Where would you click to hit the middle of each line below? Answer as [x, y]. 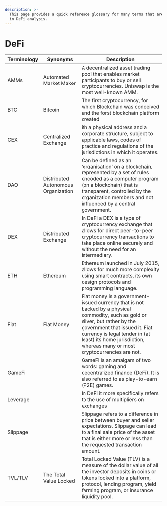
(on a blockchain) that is [110, 185]
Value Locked [59, 481]
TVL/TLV [18, 478]
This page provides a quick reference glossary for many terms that [82, 14]
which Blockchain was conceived [120, 107]
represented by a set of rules [115, 173]
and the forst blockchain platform [120, 113]
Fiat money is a [99, 296]
